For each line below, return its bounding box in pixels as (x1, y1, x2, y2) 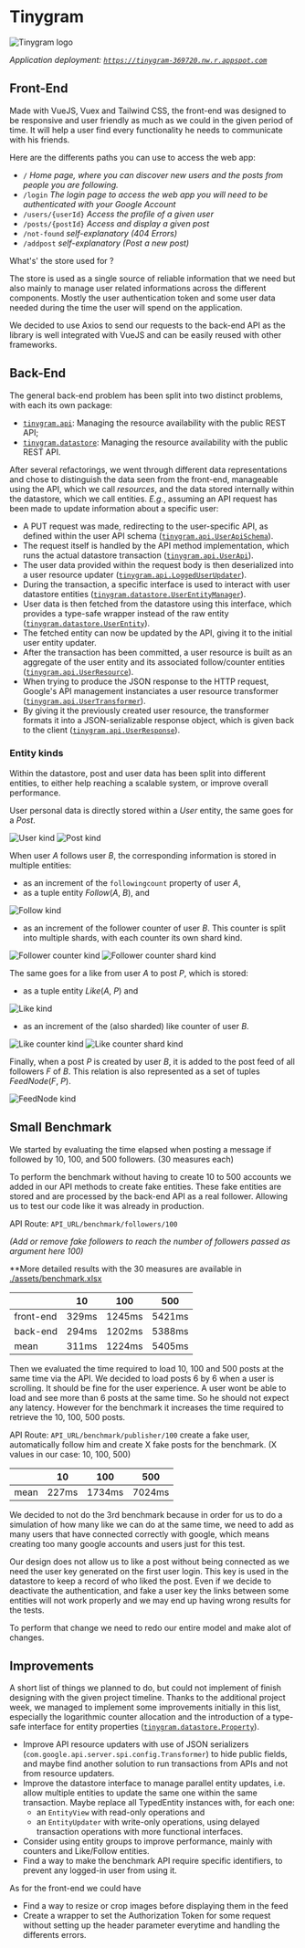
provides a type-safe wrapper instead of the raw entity (22, 607, 230, 618)
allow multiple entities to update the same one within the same (22, 1787, 258, 1798)
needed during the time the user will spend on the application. (9, 301, 244, 312)
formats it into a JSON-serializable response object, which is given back (22, 714, 295, 725)
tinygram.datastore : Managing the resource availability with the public (22, 437, 289, 448)
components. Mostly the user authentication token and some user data (9, 292, 276, 303)
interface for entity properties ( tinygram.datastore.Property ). (27, 1722, 260, 1732)
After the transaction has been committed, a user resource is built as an (22, 647, 292, 658)
